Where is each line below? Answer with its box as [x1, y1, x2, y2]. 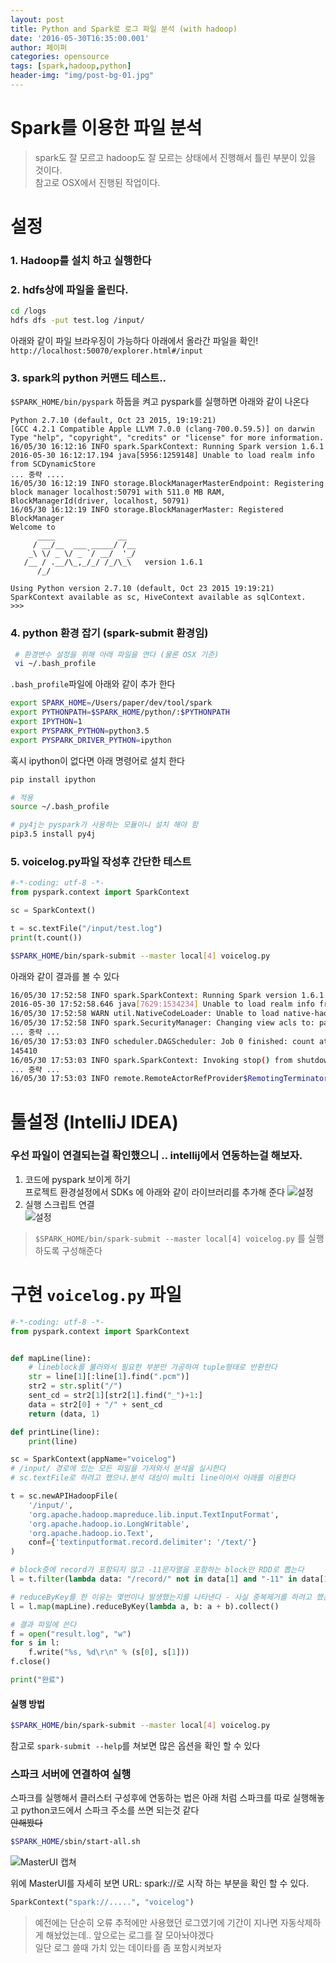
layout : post [10, 14, 65, 25]
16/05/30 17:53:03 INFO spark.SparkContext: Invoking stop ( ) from [10, 1055, 293, 1065]
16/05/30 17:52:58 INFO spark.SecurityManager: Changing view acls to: [10, 1018, 315, 1028]
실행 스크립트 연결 [24, 1198, 95, 1210]
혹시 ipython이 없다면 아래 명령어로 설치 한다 [10, 754, 185, 766]
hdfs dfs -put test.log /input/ [10, 316, 145, 326]
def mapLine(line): [10, 1353, 92, 1363]
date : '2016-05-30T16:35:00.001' [10, 33, 150, 43]
